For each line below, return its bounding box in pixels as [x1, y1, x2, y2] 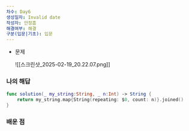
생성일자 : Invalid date [6, 14, 61, 20]
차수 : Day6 [6, 8, 31, 15]
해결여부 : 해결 [6, 25, 37, 32]
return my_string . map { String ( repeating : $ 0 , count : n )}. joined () [17, 97, 184, 103]
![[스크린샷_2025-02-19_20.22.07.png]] [14, 61, 110, 68]
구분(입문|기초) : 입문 [6, 31, 53, 37]
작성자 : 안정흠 [6, 20, 37, 26]
